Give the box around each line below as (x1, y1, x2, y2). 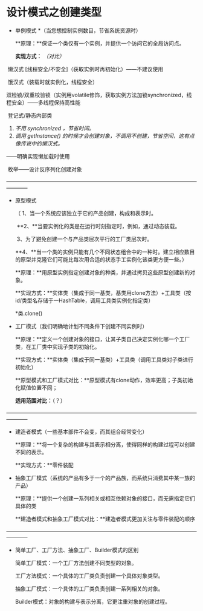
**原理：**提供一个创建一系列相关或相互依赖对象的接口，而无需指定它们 (14, 495, 195, 502)
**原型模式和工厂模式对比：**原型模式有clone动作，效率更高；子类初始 (14, 376, 193, 383)
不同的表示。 (14, 448, 47, 456)
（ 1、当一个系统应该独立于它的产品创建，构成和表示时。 (14, 209, 157, 217)
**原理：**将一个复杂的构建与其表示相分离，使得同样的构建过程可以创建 (14, 441, 195, 448)
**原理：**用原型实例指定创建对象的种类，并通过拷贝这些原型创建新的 (14, 268, 190, 276)
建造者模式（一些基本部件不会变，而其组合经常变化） (14, 428, 148, 435)
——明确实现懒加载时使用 (6, 152, 70, 160)
